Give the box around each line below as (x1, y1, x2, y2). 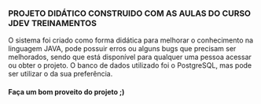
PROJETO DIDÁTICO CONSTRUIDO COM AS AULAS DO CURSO (8, 8, 252, 19)
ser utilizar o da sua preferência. (8, 69, 113, 79)
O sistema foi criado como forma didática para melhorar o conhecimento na (8, 35, 254, 45)
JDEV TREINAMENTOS (8, 17, 97, 28)
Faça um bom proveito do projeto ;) (8, 87, 125, 96)
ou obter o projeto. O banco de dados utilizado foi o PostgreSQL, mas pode (8, 61, 252, 70)
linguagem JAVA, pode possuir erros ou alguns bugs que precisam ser (8, 44, 237, 54)
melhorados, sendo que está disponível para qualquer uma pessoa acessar (8, 52, 252, 62)
